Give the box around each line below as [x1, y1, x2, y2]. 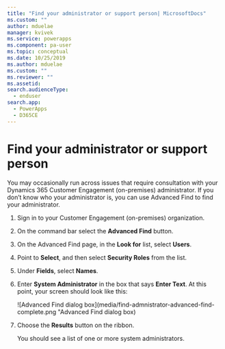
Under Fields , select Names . [16, 266, 98, 274]
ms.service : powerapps [7, 36, 72, 42]
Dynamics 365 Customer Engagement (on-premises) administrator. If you [7, 185, 214, 194]
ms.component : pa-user [7, 42, 72, 49]
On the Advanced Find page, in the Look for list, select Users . [16, 240, 192, 248]
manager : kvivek [7, 29, 53, 36]
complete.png [16, 307, 57, 315]
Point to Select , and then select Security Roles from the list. [16, 253, 187, 261]
